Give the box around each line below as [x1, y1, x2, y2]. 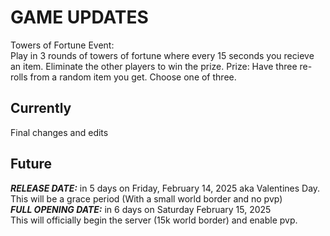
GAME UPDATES [10, 6, 149, 29]
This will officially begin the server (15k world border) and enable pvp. [10, 214, 298, 226]
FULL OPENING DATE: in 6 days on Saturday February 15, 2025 [10, 203, 272, 215]
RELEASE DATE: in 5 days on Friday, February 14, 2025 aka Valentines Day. [10, 182, 321, 194]
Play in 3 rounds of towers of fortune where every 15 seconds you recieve [10, 49, 315, 61]
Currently [10, 100, 72, 117]
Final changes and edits [10, 126, 109, 138]
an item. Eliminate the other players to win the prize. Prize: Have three [10, 60, 298, 72]
